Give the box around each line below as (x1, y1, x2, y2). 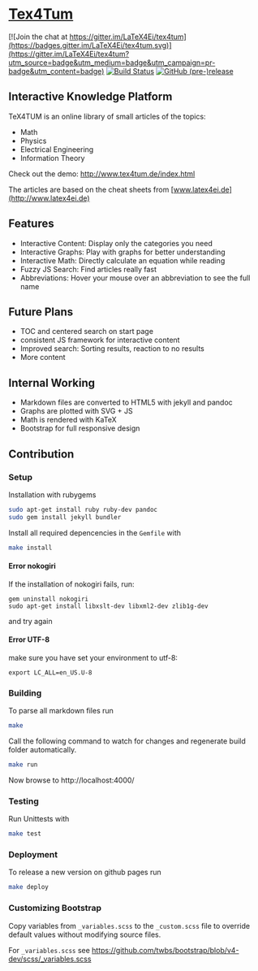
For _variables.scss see (8, 945, 91, 955)
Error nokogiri (8, 561, 57, 571)
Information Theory (19, 153, 85, 163)
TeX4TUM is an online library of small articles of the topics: (8, 111, 206, 121)
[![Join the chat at (8, 32, 68, 41)
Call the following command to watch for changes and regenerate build (8, 736, 246, 746)
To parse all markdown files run (8, 706, 114, 716)
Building (8, 687, 42, 699)
